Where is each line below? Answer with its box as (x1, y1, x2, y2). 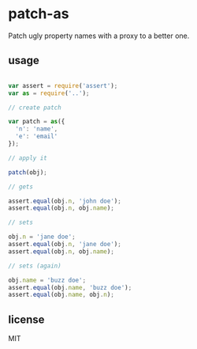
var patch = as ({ (8, 118, 65, 126)
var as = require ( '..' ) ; (8, 89, 90, 97)
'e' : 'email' (15, 132, 58, 141)
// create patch (8, 104, 61, 112)
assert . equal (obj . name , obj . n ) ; (8, 290, 114, 299)
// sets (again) (8, 262, 61, 270)
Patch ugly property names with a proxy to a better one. (8, 31, 190, 40)
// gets (8, 183, 34, 191)
